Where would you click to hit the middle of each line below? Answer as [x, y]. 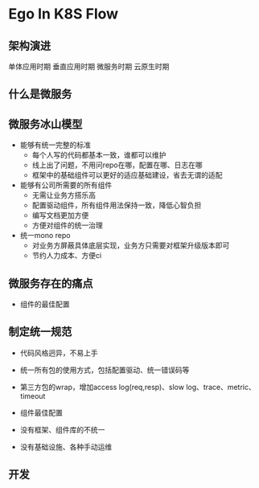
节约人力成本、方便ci [67, 256]
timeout [33, 396]
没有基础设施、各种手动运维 [66, 446]
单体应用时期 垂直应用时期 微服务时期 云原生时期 [89, 66]
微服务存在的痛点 [51, 283]
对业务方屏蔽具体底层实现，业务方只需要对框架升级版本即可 [131, 245]
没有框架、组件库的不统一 [62, 429]
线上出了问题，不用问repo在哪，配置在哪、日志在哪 [117, 165]
